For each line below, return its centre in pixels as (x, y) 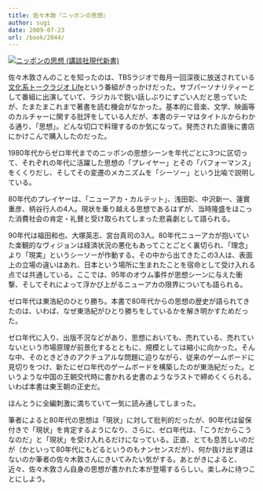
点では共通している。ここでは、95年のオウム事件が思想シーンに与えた (122, 275)
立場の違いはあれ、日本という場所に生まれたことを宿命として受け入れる (139, 265)
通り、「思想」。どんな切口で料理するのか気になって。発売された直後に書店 (135, 126)
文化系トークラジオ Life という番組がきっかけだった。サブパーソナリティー (128, 87)
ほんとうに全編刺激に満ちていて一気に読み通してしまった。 (104, 403)
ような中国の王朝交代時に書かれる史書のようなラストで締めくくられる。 (139, 377)
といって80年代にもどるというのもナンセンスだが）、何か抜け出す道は (141, 449)
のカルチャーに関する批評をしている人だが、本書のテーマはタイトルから (125, 117)
